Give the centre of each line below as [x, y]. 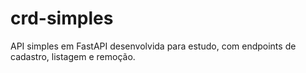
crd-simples [62, 18]
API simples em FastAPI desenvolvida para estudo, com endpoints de [153, 46]
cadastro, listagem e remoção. [73, 56]
